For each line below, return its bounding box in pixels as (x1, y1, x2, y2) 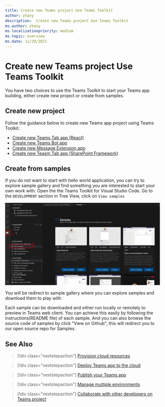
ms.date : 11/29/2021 (5, 39, 48, 44)
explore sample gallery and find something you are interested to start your (5, 183, 155, 189)
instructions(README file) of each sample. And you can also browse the (5, 315, 151, 321)
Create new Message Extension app (12, 145, 86, 151)
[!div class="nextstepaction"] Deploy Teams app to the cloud (17, 362, 141, 368)
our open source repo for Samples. (5, 326, 76, 331)
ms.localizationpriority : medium (5, 28, 74, 34)
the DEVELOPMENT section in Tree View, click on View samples (5, 193, 125, 199)
